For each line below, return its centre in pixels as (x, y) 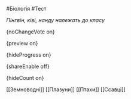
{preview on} (22, 43)
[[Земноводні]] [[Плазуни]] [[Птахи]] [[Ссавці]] (66, 89)
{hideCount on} (25, 78)
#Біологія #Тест (26, 9)
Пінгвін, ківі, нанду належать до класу (56, 20)
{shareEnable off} (28, 66)
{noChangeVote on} (31, 32)
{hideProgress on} (29, 55)
